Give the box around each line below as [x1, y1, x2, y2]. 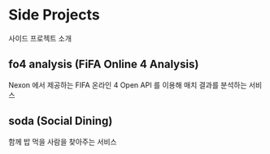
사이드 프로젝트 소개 [8, 33, 72, 43]
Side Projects [8, 6, 100, 24]
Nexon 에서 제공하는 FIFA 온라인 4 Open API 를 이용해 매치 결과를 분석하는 [8, 79, 247, 90]
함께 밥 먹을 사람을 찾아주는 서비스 [8, 136, 117, 147]
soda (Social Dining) [8, 114, 113, 128]
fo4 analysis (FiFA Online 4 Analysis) [8, 58, 199, 71]
